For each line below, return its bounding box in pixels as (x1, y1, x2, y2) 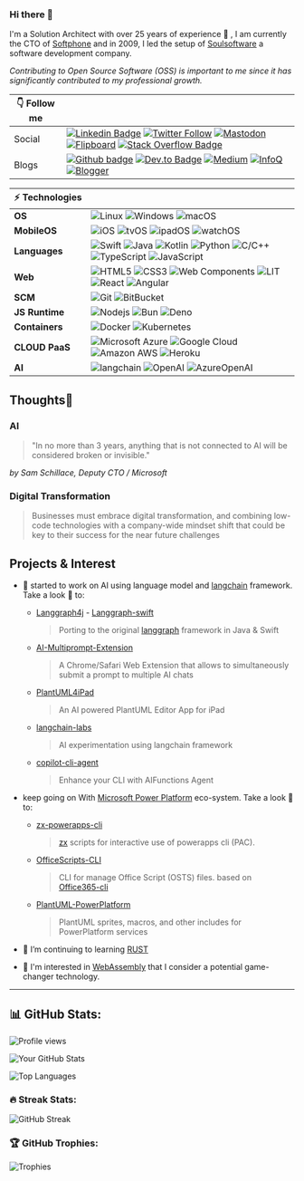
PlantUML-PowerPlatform (35, 899, 131, 910)
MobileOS (14, 225, 57, 237)
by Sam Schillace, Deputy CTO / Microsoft (9, 466, 167, 478)
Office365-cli (58, 882, 109, 893)
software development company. (9, 48, 133, 59)
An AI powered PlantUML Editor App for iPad (58, 705, 225, 715)
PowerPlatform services (58, 927, 148, 937)
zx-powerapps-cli (35, 820, 103, 831)
